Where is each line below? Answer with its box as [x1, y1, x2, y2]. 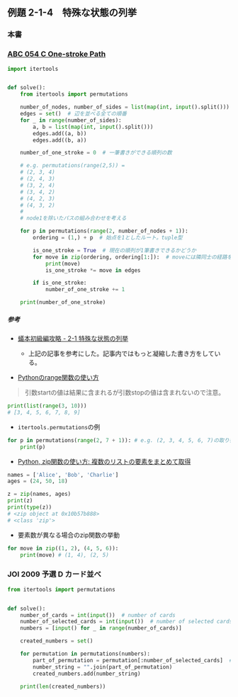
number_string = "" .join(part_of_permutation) [33, 663, 173, 671]
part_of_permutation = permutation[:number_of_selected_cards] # [33, 657, 233, 664]
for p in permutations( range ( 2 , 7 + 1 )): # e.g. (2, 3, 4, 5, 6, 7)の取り [7, 436, 230, 444]
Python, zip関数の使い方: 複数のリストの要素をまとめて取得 [17, 457, 191, 465]
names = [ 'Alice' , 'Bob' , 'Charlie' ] [7, 471, 119, 478]
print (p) [20, 443, 46, 450]
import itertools [7, 65, 59, 72]
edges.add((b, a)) [33, 137, 87, 144]
